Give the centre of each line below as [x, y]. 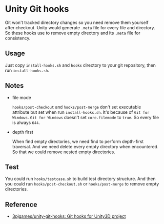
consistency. [18, 38]
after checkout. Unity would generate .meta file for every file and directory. [80, 27]
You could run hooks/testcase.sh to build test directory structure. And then [81, 179]
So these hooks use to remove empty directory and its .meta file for [73, 33]
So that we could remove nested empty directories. [64, 152]
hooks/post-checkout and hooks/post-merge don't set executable [77, 107]
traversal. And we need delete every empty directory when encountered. [85, 146]
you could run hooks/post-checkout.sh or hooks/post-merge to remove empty [82, 184]
